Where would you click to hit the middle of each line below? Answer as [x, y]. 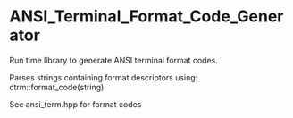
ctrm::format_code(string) [57, 87]
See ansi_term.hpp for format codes [75, 104]
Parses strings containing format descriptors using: [104, 77]
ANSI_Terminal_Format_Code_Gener [146, 17]
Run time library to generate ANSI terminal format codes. [114, 60]
